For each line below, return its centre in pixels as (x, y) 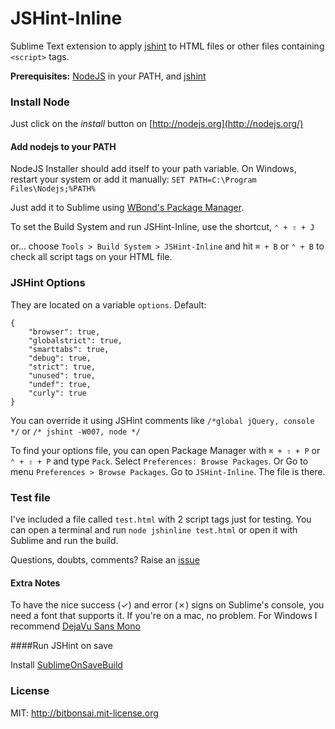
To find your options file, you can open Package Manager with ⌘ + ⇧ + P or (165, 450)
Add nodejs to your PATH (63, 146)
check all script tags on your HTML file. (91, 257)
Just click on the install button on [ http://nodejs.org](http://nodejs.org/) (157, 124)
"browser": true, (64, 332)
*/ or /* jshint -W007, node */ (75, 431)
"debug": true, (60, 358)
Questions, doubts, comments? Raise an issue (105, 560)
